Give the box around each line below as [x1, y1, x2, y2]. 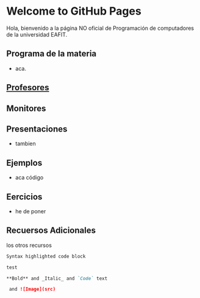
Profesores [6, 82, 49, 93]
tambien [15, 140, 36, 147]
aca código [15, 174, 44, 181]
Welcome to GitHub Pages [6, 4, 141, 18]
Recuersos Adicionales [6, 225, 96, 236]
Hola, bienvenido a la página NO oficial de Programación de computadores [6, 24, 195, 32]
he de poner [15, 207, 46, 215]
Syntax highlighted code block [6, 253, 86, 260]
